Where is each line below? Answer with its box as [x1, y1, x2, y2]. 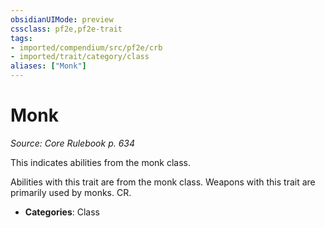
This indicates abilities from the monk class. [10, 156, 192, 168]
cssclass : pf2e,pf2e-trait [10, 24, 123, 34]
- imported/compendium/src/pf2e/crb [10, 42, 163, 53]
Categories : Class [24, 206, 101, 218]
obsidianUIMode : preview [10, 14, 114, 25]
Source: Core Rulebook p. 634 [10, 137, 136, 149]
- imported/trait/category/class [10, 52, 150, 62]
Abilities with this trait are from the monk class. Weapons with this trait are [10, 176, 316, 188]
